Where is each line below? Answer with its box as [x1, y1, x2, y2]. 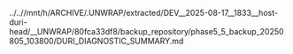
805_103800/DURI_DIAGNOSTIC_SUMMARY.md [9, 35, 184, 46]
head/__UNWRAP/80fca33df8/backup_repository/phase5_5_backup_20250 [9, 27, 285, 36]
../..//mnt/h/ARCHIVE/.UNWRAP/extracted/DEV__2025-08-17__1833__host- [9, 8, 279, 18]
